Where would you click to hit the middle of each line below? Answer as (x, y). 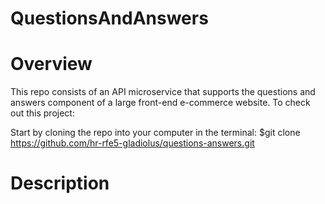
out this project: (42, 113)
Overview (51, 64)
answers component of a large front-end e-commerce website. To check (160, 103)
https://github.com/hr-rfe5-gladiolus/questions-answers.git (132, 143)
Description (60, 183)
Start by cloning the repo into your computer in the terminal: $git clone (155, 133)
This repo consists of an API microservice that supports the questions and (163, 92)
